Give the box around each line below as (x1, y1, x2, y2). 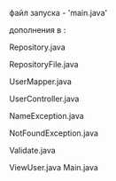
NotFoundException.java (9, 128, 99, 138)
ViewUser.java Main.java (9, 162, 99, 172)
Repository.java (9, 42, 66, 52)
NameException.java (9, 111, 84, 121)
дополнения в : (9, 25, 66, 35)
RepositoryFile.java (9, 59, 79, 69)
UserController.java (9, 93, 80, 104)
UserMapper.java (9, 76, 73, 87)
